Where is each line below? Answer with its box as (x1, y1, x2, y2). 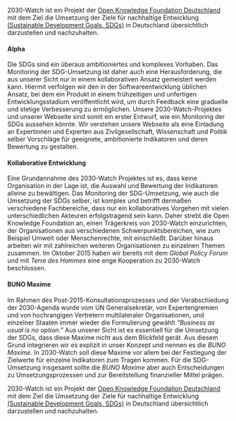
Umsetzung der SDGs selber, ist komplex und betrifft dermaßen (7, 196, 192, 205)
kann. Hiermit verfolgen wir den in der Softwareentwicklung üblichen (7, 82, 207, 91)
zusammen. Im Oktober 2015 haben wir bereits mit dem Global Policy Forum (7, 249, 228, 258)
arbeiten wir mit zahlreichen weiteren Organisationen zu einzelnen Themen (7, 241, 225, 250)
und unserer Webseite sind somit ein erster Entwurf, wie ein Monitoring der (7, 113, 225, 121)
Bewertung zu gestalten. (7, 142, 79, 151)
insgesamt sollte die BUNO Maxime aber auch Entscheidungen (42, 363, 225, 372)
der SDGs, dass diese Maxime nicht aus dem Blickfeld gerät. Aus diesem (7, 333, 218, 341)
